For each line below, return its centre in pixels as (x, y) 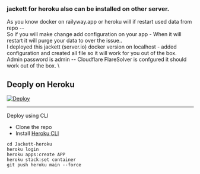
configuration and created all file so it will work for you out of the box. (92, 53)
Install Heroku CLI (37, 133)
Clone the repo (34, 127)
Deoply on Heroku (41, 84)
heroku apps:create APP (36, 155)
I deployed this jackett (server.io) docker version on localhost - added (92, 47)
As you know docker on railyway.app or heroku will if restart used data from (99, 22)
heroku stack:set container (42, 160)
